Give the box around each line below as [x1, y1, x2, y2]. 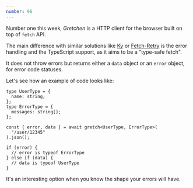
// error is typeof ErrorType [11, 149, 85, 155]
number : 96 [6, 8, 33, 15]
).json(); [6, 134, 30, 140]
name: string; [11, 93, 45, 99]
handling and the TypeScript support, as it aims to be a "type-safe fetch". [6, 48, 182, 55]
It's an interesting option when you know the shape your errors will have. [6, 175, 181, 182]
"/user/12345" [11, 129, 45, 135]
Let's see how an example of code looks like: [6, 77, 114, 84]
